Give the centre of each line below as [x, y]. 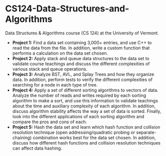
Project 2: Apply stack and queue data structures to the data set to [81, 58]
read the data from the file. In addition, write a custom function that [81, 48]
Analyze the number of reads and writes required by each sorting [79, 95]
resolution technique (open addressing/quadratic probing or [74, 132]
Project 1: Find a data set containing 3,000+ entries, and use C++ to [82, 42]
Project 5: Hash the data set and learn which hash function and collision [86, 127]
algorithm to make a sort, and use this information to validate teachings [85, 100]
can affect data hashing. [37, 148]
